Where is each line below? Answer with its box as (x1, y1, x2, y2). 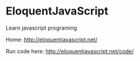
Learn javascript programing (6, 24, 77, 31)
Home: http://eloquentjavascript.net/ (6, 36, 98, 43)
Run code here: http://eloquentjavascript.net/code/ (6, 47, 134, 55)
